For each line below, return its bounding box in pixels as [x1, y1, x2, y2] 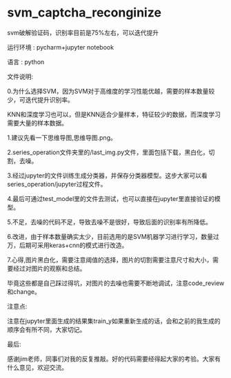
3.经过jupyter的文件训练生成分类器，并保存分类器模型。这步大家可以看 [7, 171, 208, 180]
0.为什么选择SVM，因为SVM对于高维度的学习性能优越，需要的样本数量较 [7, 87, 215, 95]
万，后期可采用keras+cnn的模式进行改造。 [7, 241, 128, 249]
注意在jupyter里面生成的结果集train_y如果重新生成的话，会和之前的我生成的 [7, 317, 221, 325]
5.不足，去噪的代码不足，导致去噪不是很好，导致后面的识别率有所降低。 [7, 218, 212, 226]
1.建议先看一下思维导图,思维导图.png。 [7, 133, 117, 142]
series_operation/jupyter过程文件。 [7, 180, 107, 188]
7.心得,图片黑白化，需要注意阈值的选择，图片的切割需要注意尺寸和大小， [7, 255, 213, 264]
